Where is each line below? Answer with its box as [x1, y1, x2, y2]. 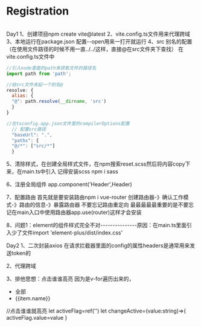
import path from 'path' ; [6, 71, 71, 77]
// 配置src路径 [11, 126, 46, 132]
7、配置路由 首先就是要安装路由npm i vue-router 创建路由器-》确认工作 [6, 193, 183, 201]
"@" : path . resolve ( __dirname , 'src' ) [11, 99, 107, 105]
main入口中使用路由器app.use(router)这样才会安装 [16, 209, 142, 216]
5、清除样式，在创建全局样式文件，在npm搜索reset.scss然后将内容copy [6, 160, 185, 167]
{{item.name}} [14, 295, 51, 302]
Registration [6, 4, 69, 18]
